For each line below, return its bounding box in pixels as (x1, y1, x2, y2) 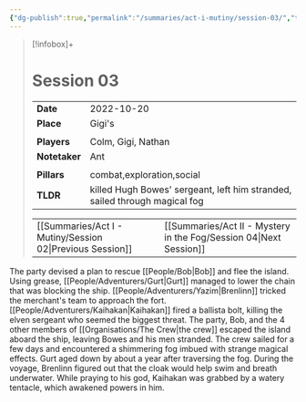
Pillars (36, 168, 65, 180)
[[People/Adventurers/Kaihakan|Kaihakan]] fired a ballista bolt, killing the (9, 304, 283, 315)
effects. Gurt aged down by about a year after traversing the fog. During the (9, 353, 294, 364)
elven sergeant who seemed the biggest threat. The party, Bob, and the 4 (9, 314, 285, 325)
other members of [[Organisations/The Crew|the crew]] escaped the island (9, 324, 291, 335)
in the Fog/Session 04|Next (163, 231, 281, 243)
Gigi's (89, 117, 115, 129)
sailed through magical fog (89, 194, 204, 207)
